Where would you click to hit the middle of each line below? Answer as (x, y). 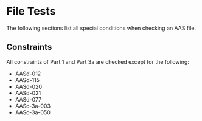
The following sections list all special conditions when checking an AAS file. (101, 28)
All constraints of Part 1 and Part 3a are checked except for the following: (98, 61)
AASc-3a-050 (33, 112)
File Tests (31, 11)
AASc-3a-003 (33, 106)
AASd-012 (28, 74)
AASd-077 (28, 99)
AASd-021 (28, 93)
